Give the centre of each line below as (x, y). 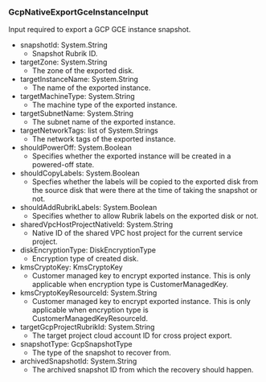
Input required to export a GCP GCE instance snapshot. (100, 30)
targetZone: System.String (63, 62)
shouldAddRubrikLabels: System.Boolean (88, 207)
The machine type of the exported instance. (105, 105)
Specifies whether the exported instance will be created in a (131, 156)
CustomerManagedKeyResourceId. (90, 318)
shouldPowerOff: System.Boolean (76, 148)
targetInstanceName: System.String (79, 80)
